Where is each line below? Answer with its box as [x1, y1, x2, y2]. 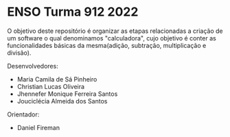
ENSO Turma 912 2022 [7, 4, 139, 20]
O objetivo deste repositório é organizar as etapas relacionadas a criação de [7, 27, 223, 35]
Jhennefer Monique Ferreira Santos [16, 90, 118, 98]
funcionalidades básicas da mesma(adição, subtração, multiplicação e [7, 41, 207, 49]
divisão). [7, 49, 32, 57]
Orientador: [7, 110, 40, 119]
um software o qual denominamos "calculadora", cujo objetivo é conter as [7, 34, 216, 42]
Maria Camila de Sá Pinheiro [16, 75, 97, 83]
